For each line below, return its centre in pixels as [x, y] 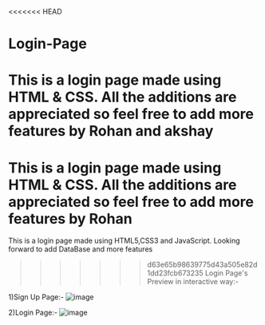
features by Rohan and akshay [111, 131]
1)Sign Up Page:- [36, 297]
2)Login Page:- [33, 313]
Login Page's [226, 273]
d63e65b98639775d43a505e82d [202, 265]
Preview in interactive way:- [193, 282]
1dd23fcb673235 [175, 273]
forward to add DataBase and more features [81, 249]
